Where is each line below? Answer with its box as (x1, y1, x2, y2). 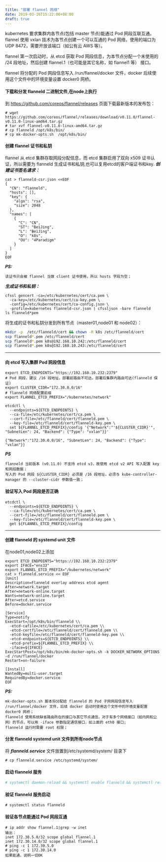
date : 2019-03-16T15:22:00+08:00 (5, 12, 74, 17)
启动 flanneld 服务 (5, 769, 42, 775)
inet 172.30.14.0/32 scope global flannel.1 (5, 839, 98, 844)
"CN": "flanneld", (9, 186, 48, 191)
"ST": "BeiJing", (18, 224, 54, 230)
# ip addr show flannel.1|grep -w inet (5, 825, 87, 830)
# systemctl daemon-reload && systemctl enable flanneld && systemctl (5, 780, 153, 785)
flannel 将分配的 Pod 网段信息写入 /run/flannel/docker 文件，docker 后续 (5, 70, 153, 76)
